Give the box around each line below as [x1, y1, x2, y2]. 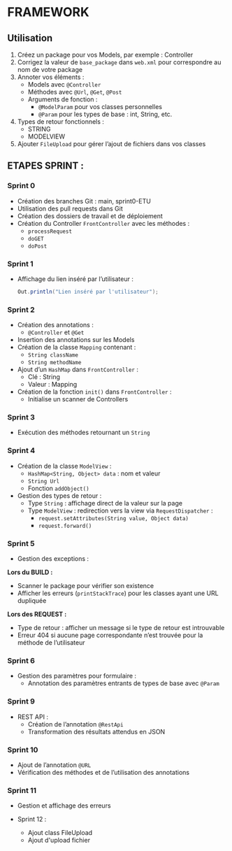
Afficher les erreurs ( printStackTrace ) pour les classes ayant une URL [17, 589, 219, 598]
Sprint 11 [7, 785, 37, 795]
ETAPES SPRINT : [7, 160, 84, 172]
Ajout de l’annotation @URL [17, 760, 92, 769]
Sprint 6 [7, 655, 35, 665]
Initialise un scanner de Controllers [27, 395, 129, 403]
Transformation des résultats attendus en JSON [27, 727, 166, 736]
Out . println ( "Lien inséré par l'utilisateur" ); [17, 288, 159, 295]
